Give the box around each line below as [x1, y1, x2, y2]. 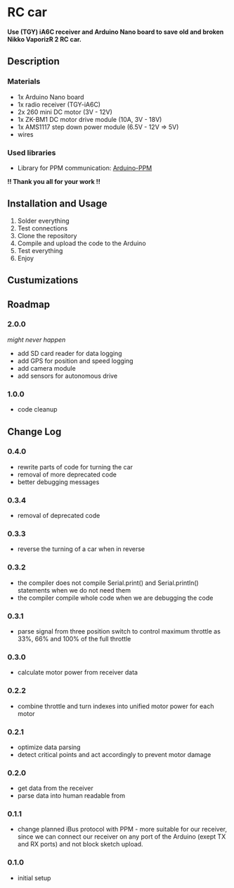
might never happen [7, 335, 66, 344]
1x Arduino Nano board [17, 92, 84, 101]
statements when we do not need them [17, 586, 131, 594]
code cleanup [17, 405, 58, 414]
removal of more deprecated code [17, 470, 117, 479]
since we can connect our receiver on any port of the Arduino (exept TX [17, 832, 226, 841]
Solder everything [17, 216, 70, 225]
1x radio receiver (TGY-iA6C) [17, 100, 100, 109]
